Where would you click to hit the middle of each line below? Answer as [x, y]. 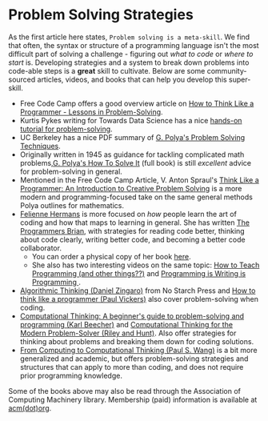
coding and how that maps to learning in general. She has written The [135, 223]
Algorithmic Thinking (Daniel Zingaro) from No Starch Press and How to [138, 291]
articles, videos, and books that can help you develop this [132, 79]
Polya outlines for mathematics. [72, 205]
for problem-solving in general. [71, 171]
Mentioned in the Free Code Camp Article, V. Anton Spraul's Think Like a [140, 180]
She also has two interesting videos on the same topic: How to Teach [146, 265]
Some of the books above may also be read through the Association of [125, 391]
